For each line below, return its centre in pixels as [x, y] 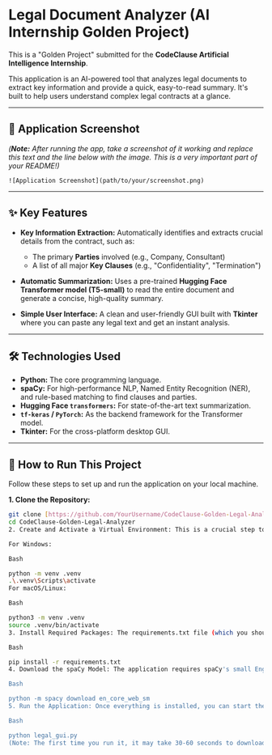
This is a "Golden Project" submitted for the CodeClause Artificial [119, 54]
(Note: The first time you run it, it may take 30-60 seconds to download [137, 743]
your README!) [34, 165]
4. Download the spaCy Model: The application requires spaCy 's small [130, 669]
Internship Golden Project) [99, 32]
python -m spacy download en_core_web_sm [79, 699]
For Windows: [30, 544]
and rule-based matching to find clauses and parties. [108, 397]
